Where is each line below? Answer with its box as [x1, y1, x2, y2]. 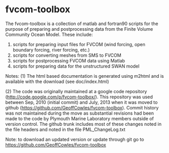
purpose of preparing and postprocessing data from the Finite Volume [5, 26, 153, 32]
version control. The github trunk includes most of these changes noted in [5, 121, 162, 127]
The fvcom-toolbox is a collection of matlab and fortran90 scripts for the [5, 20, 159, 27]
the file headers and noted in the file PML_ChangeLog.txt [5, 126, 125, 133]
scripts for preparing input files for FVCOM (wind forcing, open [12, 41, 146, 47]
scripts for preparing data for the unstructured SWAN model [12, 63, 140, 69]
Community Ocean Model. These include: [5, 31, 93, 37]
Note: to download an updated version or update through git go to [5, 136, 144, 142]
